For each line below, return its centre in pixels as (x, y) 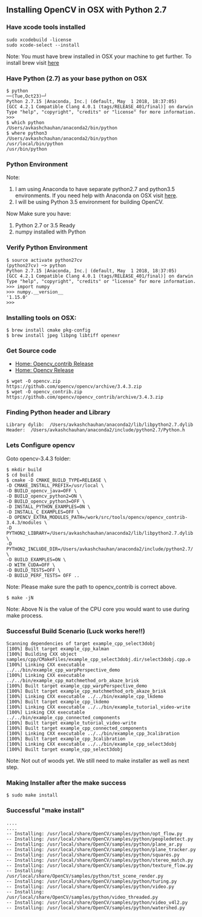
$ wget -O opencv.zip (34, 381)
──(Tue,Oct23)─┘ (27, 96)
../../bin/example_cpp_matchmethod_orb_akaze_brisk (73, 681)
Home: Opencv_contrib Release (54, 364)
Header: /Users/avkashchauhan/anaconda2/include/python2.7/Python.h (96, 430)
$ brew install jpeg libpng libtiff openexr (63, 335)
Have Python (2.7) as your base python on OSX (77, 78)
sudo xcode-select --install (43, 45)
